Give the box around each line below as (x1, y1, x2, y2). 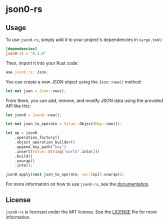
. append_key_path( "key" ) (14, 144, 66, 149)
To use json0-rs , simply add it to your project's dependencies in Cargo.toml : (5, 36, 163, 42)
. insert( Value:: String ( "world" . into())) (14, 149, 100, 154)
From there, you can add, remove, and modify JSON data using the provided (5, 97, 163, 103)
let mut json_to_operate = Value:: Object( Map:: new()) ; (5, 121, 122, 126)
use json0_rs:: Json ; (5, 69, 49, 74)
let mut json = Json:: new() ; (5, 88, 66, 93)
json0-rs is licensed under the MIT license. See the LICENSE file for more (5, 208, 157, 214)
